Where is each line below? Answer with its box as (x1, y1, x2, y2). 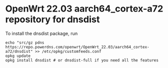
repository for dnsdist (5, 14, 100, 25)
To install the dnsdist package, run (5, 30, 78, 36)
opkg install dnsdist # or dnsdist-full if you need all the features (5, 57, 159, 63)
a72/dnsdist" (5, 49, 33, 54)
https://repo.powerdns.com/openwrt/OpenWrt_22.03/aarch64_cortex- (5, 44, 150, 49)
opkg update (5, 53, 31, 58)
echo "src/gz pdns (5, 40, 44, 45)
